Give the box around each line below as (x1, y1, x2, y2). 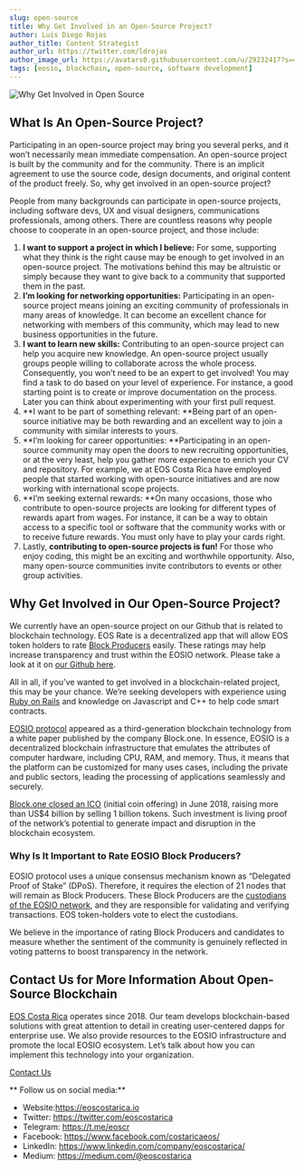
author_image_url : (9, 55, 79, 64)
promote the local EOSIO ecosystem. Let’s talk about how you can (9, 1039, 255, 1050)
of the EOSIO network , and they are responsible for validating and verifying (9, 900, 290, 910)
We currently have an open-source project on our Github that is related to (9, 620, 283, 631)
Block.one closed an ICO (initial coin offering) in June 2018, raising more (9, 798, 279, 809)
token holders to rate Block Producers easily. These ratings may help (9, 639, 266, 650)
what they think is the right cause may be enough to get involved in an (22, 251, 285, 262)
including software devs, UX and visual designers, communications (9, 205, 261, 216)
